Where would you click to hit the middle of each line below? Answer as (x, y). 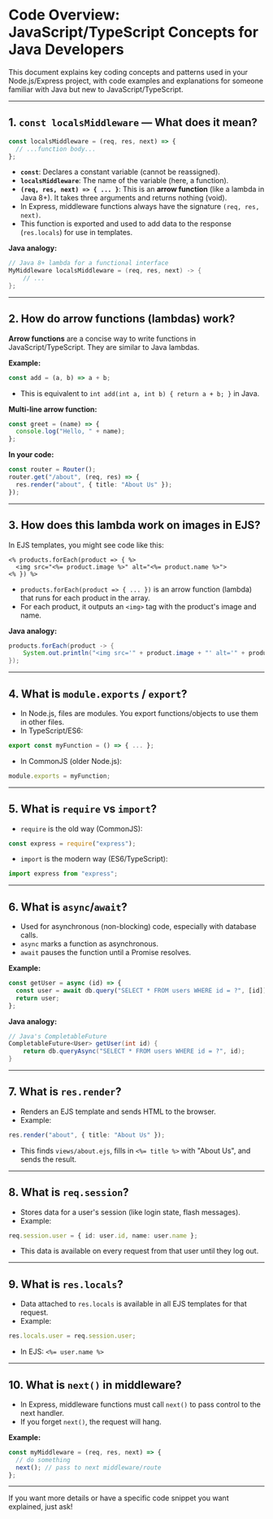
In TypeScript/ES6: (52, 731)
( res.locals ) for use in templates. (76, 233)
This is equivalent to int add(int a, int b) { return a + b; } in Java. (140, 393)
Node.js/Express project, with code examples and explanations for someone (136, 81)
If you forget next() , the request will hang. (91, 1421)
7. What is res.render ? (65, 1092)
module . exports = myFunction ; (60, 776)
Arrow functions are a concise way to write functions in (102, 338)
